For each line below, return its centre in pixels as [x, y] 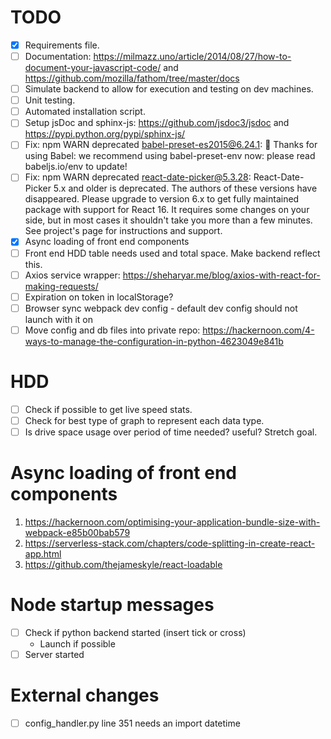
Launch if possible [77, 643]
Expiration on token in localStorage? [99, 297]
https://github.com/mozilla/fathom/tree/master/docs [132, 78]
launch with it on [59, 319]
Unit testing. [50, 100]
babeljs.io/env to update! [76, 167]
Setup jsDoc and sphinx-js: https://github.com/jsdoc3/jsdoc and [157, 123]
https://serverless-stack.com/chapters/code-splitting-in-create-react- [170, 543]
